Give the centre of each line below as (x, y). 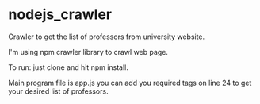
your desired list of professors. (58, 91)
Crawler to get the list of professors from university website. (107, 37)
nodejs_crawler (60, 15)
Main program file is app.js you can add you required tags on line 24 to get (130, 83)
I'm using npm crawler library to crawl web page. (88, 52)
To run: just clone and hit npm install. (69, 67)
